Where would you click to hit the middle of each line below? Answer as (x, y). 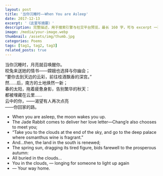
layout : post (18, 9)
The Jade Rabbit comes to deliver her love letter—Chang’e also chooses (84, 122)
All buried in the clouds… (37, 158)
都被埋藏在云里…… (24, 95)
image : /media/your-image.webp (37, 32)
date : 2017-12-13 (23, 18)
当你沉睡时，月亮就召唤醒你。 (35, 64)
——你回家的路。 (22, 107)
